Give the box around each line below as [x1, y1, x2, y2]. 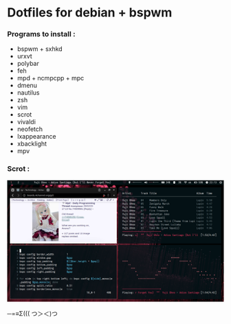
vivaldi [16, 118, 36, 126]
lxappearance [16, 132, 56, 141]
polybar [16, 60, 39, 68]
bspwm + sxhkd [16, 45, 63, 53]
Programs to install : [7, 30, 76, 39]
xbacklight [16, 139, 47, 148]
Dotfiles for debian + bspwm [7, 5, 173, 21]
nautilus [16, 89, 40, 97]
